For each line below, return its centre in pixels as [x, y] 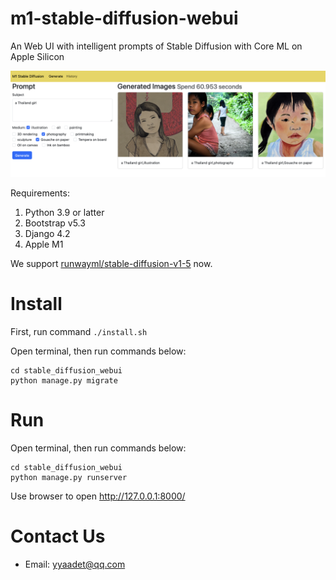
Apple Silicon [37, 56]
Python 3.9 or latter [64, 213]
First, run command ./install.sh [79, 332]
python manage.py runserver [69, 478]
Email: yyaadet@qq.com [75, 564]
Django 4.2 [47, 234]
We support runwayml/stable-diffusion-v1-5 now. [111, 264]
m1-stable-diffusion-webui [124, 18]
